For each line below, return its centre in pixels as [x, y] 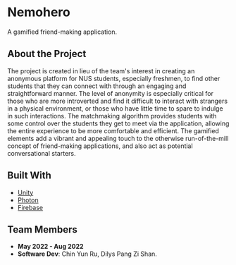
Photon [28, 200]
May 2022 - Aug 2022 [50, 247]
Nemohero [39, 12]
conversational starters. [42, 153]
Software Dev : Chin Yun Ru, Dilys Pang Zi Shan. [87, 254]
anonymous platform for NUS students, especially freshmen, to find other [114, 78]
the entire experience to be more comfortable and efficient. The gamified [113, 130]
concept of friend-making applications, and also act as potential [100, 146]
